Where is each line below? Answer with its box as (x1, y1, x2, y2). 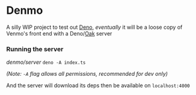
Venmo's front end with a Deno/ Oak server (6, 29, 112, 37)
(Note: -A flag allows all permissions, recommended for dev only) (6, 70, 168, 78)
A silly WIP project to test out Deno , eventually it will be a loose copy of (6, 23, 183, 31)
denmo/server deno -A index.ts (6, 58, 86, 66)
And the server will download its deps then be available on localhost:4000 (6, 82, 191, 89)
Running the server (6, 44, 64, 53)
